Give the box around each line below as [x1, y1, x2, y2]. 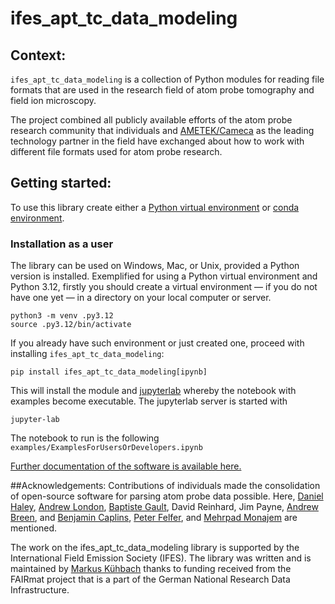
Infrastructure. [10, 584, 70, 596]
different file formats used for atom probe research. [10, 146, 223, 157]
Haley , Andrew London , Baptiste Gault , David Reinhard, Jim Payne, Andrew [10, 501, 319, 513]
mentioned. [10, 522, 58, 534]
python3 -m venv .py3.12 [10, 311, 114, 321]
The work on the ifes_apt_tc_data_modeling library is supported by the [10, 542, 300, 554]
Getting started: [10, 175, 112, 192]
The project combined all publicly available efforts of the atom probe [10, 114, 293, 126]
